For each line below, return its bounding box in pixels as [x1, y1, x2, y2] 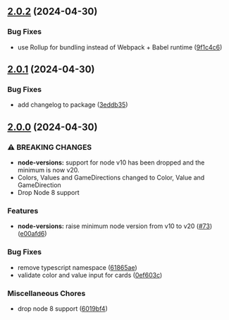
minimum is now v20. [17, 166, 80, 174]
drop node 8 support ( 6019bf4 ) [17, 304, 108, 313]
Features [7, 206, 39, 215]
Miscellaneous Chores [7, 288, 86, 298]
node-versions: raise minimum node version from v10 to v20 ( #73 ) [17, 222, 213, 230]
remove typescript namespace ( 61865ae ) [17, 263, 137, 271]
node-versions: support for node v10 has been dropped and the [17, 158, 205, 167]
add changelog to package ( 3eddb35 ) [17, 100, 128, 109]
